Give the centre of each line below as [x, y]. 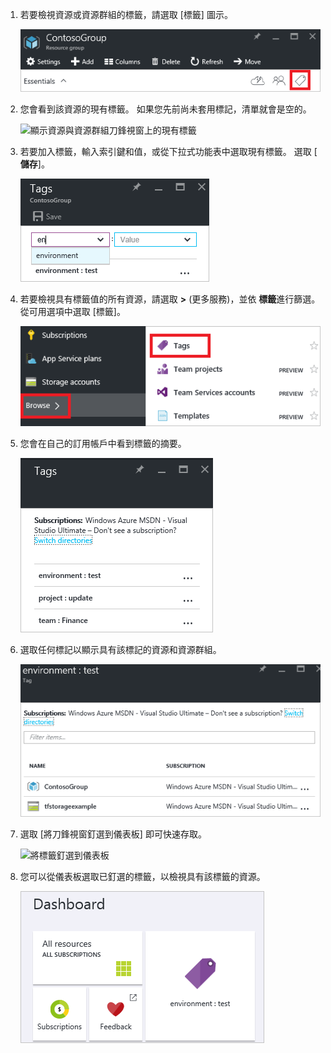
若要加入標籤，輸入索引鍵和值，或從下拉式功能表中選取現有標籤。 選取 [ [168, 151]
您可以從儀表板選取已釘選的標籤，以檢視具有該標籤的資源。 [142, 876]
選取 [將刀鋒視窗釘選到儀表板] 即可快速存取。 [113, 834]
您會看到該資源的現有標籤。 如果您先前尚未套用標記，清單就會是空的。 [165, 109]
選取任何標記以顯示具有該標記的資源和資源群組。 [120, 649]
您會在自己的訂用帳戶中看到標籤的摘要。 [103, 443]
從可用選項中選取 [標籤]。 [72, 311]
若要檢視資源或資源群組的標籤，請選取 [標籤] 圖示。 [126, 14]
